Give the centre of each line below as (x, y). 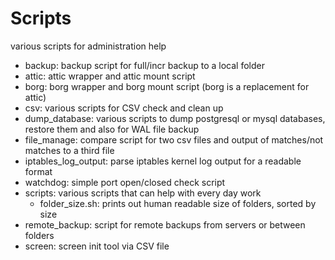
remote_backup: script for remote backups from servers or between (165, 224)
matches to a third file (69, 150)
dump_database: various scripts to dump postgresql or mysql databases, (175, 118)
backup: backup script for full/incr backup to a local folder (144, 65)
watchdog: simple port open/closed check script (125, 182)
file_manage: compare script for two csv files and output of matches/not (174, 139)
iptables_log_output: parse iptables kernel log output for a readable (163, 161)
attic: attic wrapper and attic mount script (110, 76)
